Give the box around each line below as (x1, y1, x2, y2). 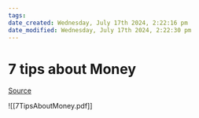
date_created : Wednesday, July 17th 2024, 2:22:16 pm (8, 19, 189, 27)
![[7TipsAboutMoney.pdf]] (8, 101, 93, 111)
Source (8, 86, 31, 95)
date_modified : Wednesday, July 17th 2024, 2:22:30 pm (8, 26, 192, 34)
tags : (8, 11, 26, 20)
